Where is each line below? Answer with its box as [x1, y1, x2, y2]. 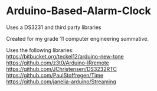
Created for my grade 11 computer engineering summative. [6, 35, 149, 42]
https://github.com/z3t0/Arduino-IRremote [6, 59, 109, 66]
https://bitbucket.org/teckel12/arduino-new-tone [6, 53, 124, 60]
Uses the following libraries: [6, 46, 74, 54]
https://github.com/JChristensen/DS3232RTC [6, 65, 117, 72]
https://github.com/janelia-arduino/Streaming [6, 78, 116, 85]
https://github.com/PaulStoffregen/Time [6, 71, 104, 79]
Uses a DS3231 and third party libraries [6, 24, 102, 31]
